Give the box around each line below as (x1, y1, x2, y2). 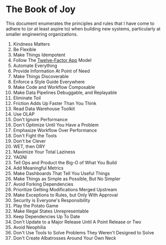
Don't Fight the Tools (13, 132, 57, 138)
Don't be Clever (13, 138, 46, 144)
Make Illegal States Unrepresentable (13, 208, 89, 214)
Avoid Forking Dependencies (13, 181, 74, 187)
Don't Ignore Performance (13, 116, 68, 122)
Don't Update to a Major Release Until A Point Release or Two (13, 219, 141, 225)
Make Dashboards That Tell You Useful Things (13, 170, 110, 176)
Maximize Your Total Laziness (13, 149, 75, 155)
